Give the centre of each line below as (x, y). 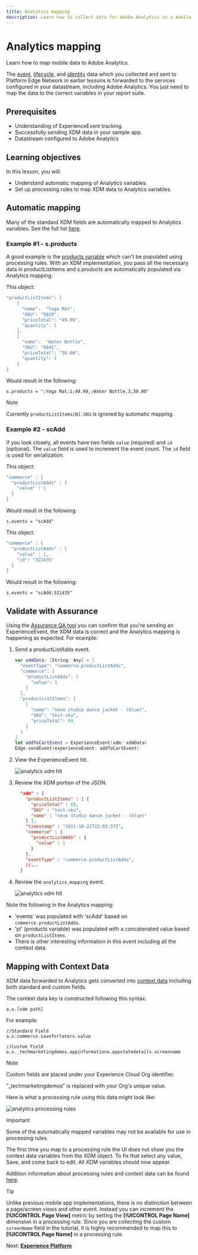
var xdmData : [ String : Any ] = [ (54, 660)
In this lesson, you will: (34, 172)
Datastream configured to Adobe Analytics (67, 139)
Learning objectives (44, 157)
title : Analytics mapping (38, 12)
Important (18, 1120)
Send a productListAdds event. (52, 650)
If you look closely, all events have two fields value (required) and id (89, 442)
